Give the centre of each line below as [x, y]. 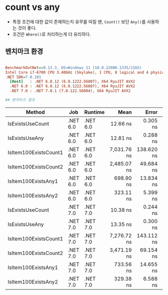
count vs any [32, 7]
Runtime [94, 112]
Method [35, 112]
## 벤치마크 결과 [20, 100]
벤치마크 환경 [24, 51]
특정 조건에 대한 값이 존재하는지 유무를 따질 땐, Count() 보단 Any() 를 [79, 21]
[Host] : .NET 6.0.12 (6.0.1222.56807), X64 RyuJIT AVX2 [72, 81]
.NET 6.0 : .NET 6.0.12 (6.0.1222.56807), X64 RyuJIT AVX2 [72, 86]
